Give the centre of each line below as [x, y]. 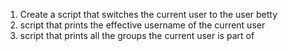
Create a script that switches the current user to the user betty [148, 14]
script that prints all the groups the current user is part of [137, 35]
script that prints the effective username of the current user [142, 25]
